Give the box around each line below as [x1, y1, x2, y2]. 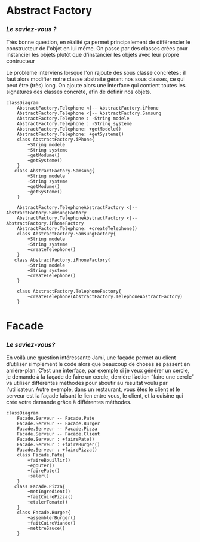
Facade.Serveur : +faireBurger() [17, 441, 100, 447]
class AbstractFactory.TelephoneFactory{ [17, 289, 121, 295]
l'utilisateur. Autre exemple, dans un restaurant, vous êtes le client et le [6, 386, 180, 393]
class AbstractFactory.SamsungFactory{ [17, 231, 116, 237]
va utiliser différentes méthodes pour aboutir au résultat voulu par [6, 379, 168, 386]
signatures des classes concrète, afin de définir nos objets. [6, 88, 152, 96]
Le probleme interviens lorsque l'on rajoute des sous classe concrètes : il [6, 69, 186, 77]
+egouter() [27, 462, 55, 468]
